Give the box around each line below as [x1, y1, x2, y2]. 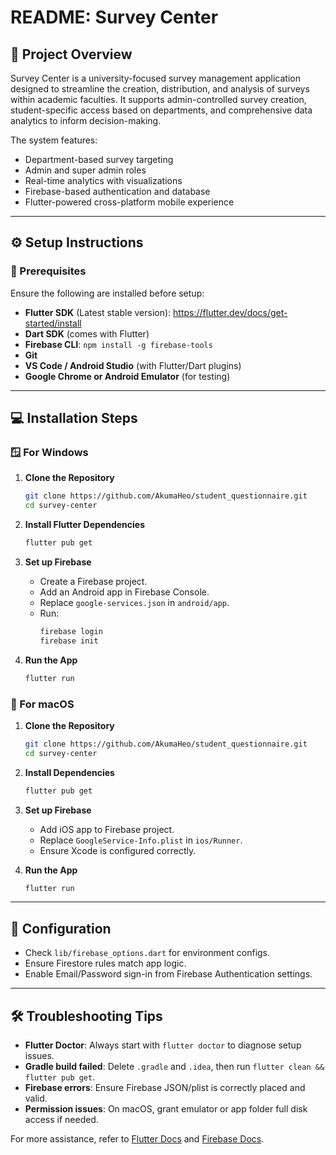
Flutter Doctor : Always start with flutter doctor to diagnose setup [24, 1039, 302, 1051]
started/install [24, 317, 82, 329]
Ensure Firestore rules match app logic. [24, 957, 187, 970]
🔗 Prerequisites [10, 264, 87, 278]
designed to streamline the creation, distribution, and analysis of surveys [10, 83, 310, 95]
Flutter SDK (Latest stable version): [24, 306, 172, 318]
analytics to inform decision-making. [10, 115, 162, 126]
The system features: [10, 134, 98, 146]
